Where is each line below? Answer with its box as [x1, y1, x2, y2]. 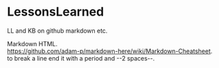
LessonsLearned [7, 4, 104, 20]
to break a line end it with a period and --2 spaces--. [7, 54, 155, 62]
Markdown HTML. [7, 39, 58, 48]
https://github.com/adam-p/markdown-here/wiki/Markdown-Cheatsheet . [7, 47, 213, 55]
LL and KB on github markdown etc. [7, 27, 108, 35]
